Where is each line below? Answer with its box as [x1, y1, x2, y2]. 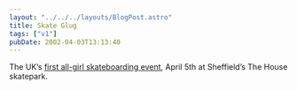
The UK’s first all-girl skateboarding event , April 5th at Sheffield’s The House [9, 62, 288, 72]
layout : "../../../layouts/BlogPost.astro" [9, 12, 173, 22]
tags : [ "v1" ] [9, 29, 58, 38]
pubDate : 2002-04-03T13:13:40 [9, 37, 121, 47]
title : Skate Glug [9, 21, 77, 30]
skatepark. [9, 71, 49, 82]
